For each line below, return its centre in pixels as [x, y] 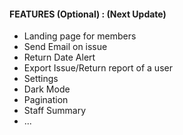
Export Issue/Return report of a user [98, 68]
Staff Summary [55, 111]
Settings [41, 79]
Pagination [46, 100]
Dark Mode [47, 89]
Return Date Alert [59, 57]
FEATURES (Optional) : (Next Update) [88, 14]
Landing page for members [80, 36]
